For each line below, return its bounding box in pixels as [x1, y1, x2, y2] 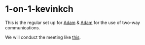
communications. [5, 24, 40, 30]
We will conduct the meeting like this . [5, 34, 81, 40]
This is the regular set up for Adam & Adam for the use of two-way [5, 20, 141, 25]
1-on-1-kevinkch [5, 3, 74, 15]
